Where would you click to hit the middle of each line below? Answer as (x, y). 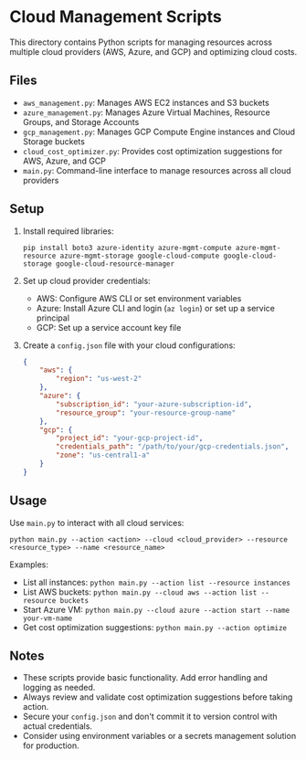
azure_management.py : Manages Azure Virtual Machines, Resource (147, 112)
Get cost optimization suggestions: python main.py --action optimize (155, 627)
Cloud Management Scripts (116, 17)
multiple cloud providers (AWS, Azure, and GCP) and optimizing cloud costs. (153, 51)
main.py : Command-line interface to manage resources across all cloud (157, 170)
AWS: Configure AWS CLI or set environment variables (139, 298)
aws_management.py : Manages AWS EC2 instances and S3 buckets (146, 102)
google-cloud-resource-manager (116, 264)
